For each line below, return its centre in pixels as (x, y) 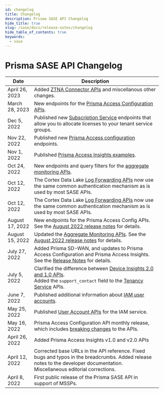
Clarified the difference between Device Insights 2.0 (94, 268)
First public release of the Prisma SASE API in (86, 377)
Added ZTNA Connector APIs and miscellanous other (95, 89)
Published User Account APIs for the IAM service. (91, 312)
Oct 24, (16, 166)
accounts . (45, 301)
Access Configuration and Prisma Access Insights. (92, 254)
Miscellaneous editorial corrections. (75, 369)
